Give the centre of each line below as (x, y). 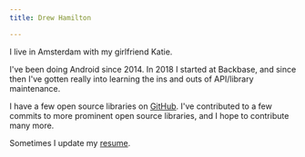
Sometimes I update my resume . (70, 142)
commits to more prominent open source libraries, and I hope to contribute (149, 115)
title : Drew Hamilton (51, 18)
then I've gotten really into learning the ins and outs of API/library (132, 79)
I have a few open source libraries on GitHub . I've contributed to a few (141, 106)
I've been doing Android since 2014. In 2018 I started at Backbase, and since (153, 69)
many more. (32, 125)
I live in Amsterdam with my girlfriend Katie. (91, 52)
